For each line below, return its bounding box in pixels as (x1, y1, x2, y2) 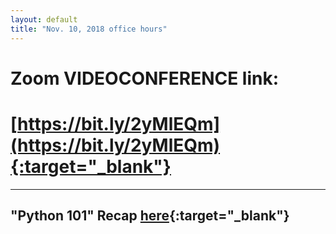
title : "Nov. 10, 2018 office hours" (10, 24, 168, 34)
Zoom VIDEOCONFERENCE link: (10, 67, 280, 90)
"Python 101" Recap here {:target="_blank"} (10, 207, 290, 225)
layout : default (10, 14, 78, 25)
